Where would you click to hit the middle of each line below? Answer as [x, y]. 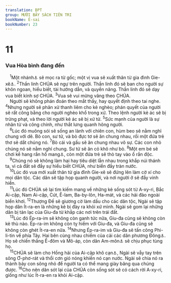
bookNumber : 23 [21, 24]
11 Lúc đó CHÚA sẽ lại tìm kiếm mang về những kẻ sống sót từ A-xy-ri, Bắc [87, 189]
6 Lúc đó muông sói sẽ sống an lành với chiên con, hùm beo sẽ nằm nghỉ [86, 130]
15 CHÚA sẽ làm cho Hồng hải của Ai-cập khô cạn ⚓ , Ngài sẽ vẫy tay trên [86, 252]
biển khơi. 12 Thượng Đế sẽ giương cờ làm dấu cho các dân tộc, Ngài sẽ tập [84, 201]
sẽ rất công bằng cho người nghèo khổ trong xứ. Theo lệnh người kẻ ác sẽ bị [86, 113]
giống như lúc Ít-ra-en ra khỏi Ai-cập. [45, 275]
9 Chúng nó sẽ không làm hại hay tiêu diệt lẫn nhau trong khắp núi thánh [85, 160]
